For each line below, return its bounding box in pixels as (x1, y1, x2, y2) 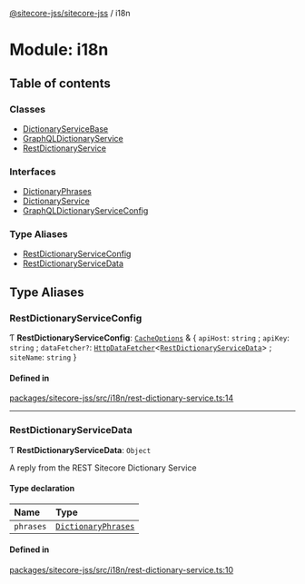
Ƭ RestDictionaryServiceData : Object (9, 444, 152, 455)
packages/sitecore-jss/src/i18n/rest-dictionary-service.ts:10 (9, 565, 234, 576)
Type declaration (9, 483, 75, 494)
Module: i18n (9, 40, 109, 60)
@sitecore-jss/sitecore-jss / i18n (9, 8, 131, 18)
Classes (9, 103, 46, 115)
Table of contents (9, 75, 111, 91)
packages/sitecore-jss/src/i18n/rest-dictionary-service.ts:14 (9, 392, 234, 403)
